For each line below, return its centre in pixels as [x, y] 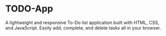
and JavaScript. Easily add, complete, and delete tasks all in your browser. [83, 27]
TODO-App [29, 9]
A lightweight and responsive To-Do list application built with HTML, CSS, [82, 22]
